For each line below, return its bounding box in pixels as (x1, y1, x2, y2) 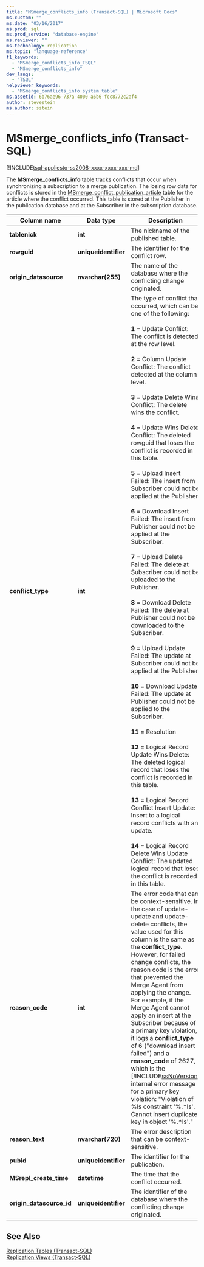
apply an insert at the (131, 1011, 191, 1019)
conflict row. (131, 252, 167, 260)
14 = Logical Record (131, 842, 189, 850)
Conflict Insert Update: (131, 804, 195, 812)
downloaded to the (131, 621, 185, 630)
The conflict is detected (131, 332, 199, 341)
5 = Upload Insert (131, 469, 181, 477)
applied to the (131, 705, 171, 713)
